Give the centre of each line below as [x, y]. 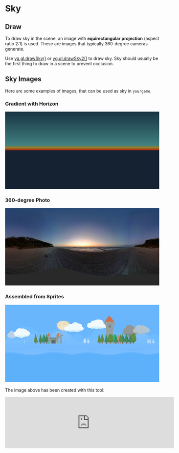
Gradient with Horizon [32, 104]
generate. [15, 49]
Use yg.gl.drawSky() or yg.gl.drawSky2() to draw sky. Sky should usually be [82, 58]
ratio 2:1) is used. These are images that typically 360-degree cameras [77, 44]
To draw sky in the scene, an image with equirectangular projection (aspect [82, 38]
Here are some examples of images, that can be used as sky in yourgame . [78, 91]
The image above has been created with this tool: [55, 390]
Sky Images [23, 79]
